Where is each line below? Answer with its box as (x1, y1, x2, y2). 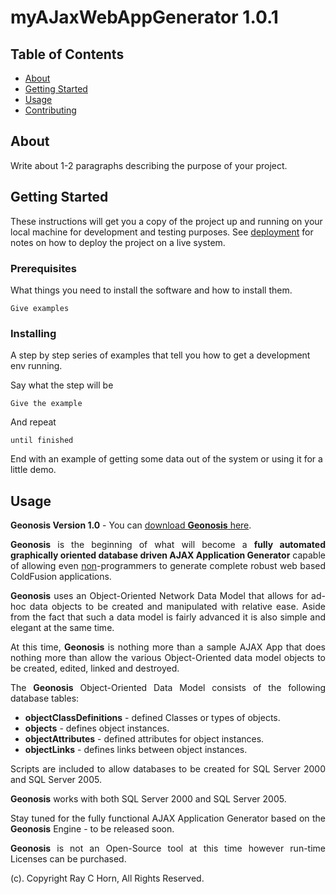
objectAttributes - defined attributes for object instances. (24, 733, 265, 745)
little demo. (10, 464, 57, 476)
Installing (10, 326, 57, 340)
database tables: (10, 692, 80, 705)
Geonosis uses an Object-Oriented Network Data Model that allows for (10, 590, 309, 602)
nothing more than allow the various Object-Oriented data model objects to (10, 652, 326, 664)
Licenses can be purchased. (10, 853, 127, 865)
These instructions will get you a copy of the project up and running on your (10, 215, 323, 227)
